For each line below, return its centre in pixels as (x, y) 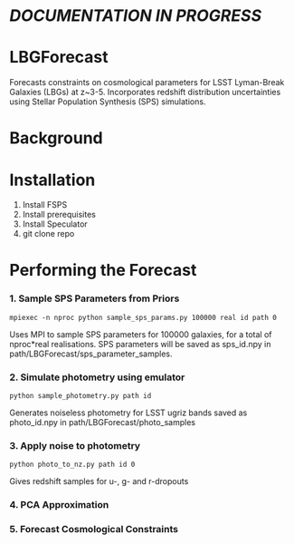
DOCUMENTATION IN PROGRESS (136, 16)
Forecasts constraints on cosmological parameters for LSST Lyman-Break (147, 83)
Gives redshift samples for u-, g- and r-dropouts (99, 481)
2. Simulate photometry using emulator (97, 377)
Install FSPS (45, 205)
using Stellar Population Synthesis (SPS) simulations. (108, 102)
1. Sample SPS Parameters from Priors (95, 298)
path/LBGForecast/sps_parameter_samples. (91, 354)
